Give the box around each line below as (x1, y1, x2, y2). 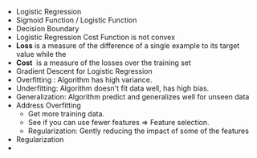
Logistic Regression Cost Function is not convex (15, 32, 175, 42)
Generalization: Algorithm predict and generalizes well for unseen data (15, 92, 250, 101)
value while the (15, 50, 67, 59)
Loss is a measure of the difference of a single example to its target (15, 41, 240, 51)
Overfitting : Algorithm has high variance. (15, 75, 153, 84)
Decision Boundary (15, 24, 80, 33)
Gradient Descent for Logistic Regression (15, 67, 153, 75)
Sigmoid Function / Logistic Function (15, 15, 137, 25)
